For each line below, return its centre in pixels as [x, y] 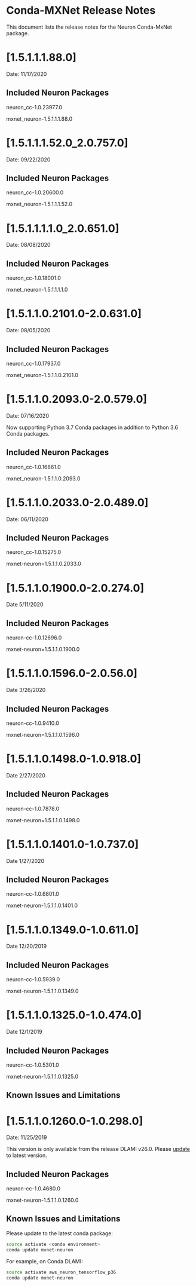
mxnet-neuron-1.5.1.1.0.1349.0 [42, 991]
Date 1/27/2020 [25, 861]
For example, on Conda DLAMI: [45, 1261]
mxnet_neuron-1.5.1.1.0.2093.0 [43, 478]
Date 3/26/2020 [26, 690]
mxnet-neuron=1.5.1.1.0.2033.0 [44, 564]
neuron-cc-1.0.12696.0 [34, 638]
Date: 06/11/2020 [27, 519]
